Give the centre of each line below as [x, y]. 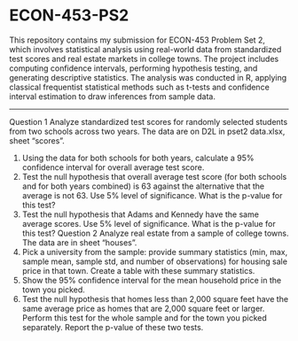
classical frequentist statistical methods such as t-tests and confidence [140, 87]
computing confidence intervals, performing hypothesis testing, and [133, 68]
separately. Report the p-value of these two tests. [113, 327]
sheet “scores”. [37, 140]
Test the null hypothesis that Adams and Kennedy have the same [141, 214]
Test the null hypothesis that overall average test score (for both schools [154, 176]
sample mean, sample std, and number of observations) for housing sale [155, 261]
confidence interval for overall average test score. [113, 167]
